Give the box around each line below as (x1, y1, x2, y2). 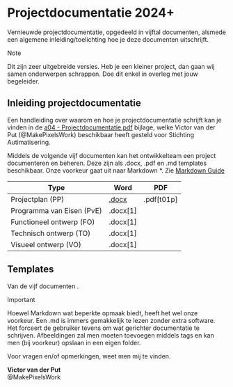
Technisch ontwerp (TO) (10, 228, 91, 238)
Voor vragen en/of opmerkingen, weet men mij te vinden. (7, 352, 171, 360)
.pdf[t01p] (143, 194, 178, 204)
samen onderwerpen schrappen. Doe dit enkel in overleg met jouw (7, 70, 198, 78)
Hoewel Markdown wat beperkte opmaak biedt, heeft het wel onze (7, 308, 198, 317)
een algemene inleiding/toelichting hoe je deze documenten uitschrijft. (7, 35, 209, 43)
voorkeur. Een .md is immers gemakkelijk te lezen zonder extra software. (7, 316, 216, 324)
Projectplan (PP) (10, 194, 65, 204)
